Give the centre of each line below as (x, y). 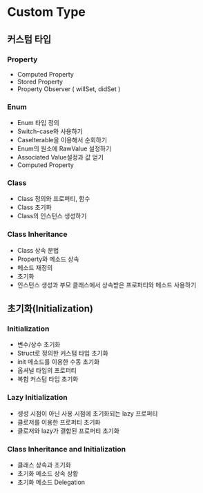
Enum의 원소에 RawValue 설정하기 (64, 148)
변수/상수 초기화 (39, 345)
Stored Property (40, 81)
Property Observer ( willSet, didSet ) (69, 89)
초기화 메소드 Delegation (51, 482)
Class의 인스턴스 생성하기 (52, 216)
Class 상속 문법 (38, 250)
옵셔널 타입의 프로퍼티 (47, 371)
